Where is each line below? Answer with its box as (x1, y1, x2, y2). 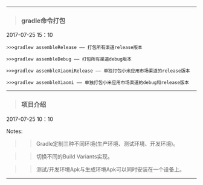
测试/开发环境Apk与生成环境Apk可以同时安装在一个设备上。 (36, 166, 185, 173)
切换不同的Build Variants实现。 (36, 152, 113, 160)
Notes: (6, 128, 23, 135)
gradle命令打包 (21, 16, 65, 25)
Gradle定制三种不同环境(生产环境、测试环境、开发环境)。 (36, 140, 179, 147)
